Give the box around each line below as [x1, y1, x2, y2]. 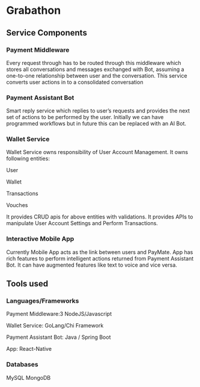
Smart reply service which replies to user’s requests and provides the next [6, 107, 190, 114]
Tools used [6, 279, 49, 289]
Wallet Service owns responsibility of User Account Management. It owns [6, 149, 188, 156]
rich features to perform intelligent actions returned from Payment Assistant [6, 255, 194, 262]
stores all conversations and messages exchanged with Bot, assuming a [6, 66, 184, 73]
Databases [6, 361, 38, 369]
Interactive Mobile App [6, 235, 74, 243]
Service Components [6, 28, 87, 38]
